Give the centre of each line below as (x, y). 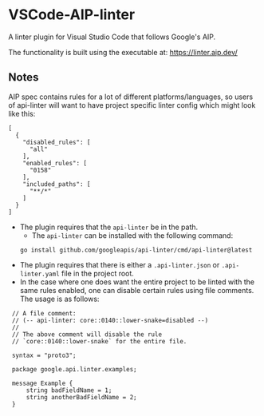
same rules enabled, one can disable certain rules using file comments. (137, 290)
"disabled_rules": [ (57, 142)
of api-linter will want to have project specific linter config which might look (132, 105)
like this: (22, 113)
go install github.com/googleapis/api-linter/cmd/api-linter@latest (136, 250)
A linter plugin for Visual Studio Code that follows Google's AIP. (112, 37)
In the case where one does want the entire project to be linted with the (137, 282)
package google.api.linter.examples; (74, 369)
